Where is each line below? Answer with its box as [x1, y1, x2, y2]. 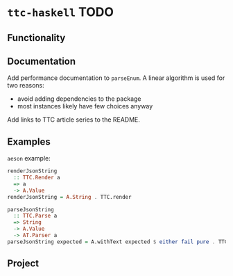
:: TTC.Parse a [13, 213, 58, 220]
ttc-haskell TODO [7, 4, 114, 20]
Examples [7, 136, 51, 147]
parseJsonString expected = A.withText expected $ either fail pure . [7, 238, 216, 245]
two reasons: [7, 81, 44, 90]
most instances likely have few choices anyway [17, 102, 153, 111]
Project [7, 258, 40, 270]
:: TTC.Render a [13, 174, 60, 181]
